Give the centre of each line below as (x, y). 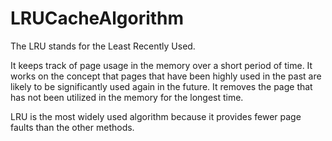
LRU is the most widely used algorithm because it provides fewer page (156, 116)
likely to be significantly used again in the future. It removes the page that (161, 86)
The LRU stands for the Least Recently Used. (103, 46)
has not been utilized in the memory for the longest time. (127, 97)
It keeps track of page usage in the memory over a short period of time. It (161, 65)
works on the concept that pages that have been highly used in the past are (166, 76)
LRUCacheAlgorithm (97, 18)
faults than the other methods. (72, 127)
